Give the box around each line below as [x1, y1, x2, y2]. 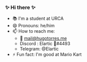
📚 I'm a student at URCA [12, 15, 64, 21]
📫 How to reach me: [12, 28, 55, 34]
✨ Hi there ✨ [5, 4, 36, 11]
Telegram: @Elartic [19, 46, 59, 52]
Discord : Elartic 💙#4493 [19, 41, 71, 47]
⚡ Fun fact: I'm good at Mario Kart [12, 52, 82, 58]
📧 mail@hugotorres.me [19, 35, 67, 41]
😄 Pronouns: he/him [12, 23, 55, 29]
